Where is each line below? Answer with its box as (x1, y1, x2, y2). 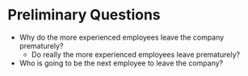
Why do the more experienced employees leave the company (19, 32, 225, 42)
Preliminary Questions (7, 6, 161, 24)
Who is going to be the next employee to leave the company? (19, 58, 224, 68)
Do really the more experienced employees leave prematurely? (31, 49, 240, 59)
